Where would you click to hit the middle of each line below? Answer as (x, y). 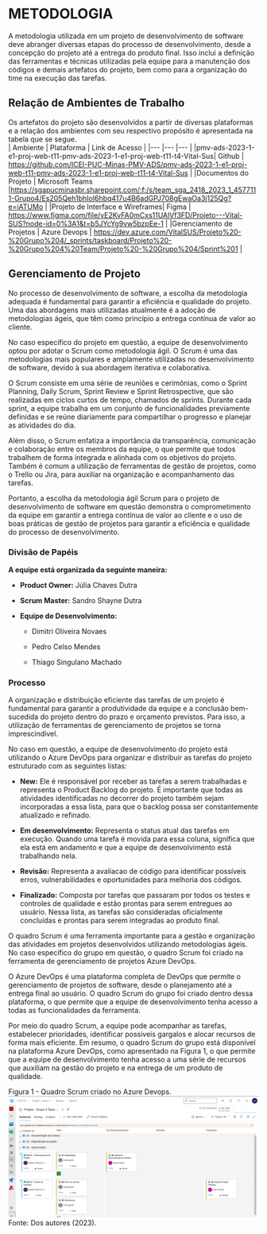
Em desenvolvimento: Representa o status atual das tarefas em (124, 830)
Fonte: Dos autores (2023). (52, 1223)
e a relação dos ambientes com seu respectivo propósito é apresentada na (131, 130)
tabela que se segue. (43, 139)
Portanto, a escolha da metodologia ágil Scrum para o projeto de (114, 498)
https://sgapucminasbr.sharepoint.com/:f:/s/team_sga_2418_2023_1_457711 (133, 190)
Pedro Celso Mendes (66, 646)
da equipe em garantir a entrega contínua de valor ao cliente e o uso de (125, 515)
